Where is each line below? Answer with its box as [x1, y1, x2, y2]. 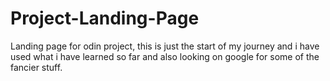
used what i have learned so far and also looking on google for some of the [10, 50, 320, 62]
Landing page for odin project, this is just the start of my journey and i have [10, 40, 320, 52]
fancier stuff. [10, 61, 63, 73]
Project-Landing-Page [10, 7, 200, 30]
